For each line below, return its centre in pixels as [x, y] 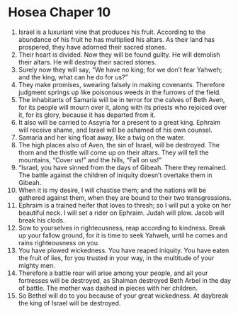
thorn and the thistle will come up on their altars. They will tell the [113, 152]
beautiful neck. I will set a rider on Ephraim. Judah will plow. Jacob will [121, 213]
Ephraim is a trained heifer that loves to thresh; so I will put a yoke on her [124, 205]
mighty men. [36, 265]
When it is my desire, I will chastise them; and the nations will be [112, 190]
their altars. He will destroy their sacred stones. [87, 62]
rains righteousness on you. [59, 242]
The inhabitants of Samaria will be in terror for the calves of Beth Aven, [121, 99]
